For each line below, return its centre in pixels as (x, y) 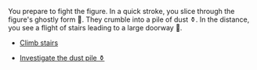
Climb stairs (39, 43)
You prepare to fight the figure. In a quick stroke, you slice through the (121, 11)
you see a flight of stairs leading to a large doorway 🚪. (95, 28)
